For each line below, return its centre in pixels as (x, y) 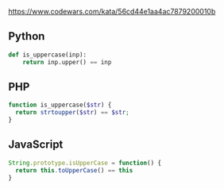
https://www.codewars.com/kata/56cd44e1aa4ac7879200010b (112, 12)
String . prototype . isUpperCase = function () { (85, 163)
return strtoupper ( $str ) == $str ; (72, 113)
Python (27, 36)
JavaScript (36, 145)
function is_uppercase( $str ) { (60, 105)
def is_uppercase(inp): (48, 55)
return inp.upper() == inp (67, 62)
